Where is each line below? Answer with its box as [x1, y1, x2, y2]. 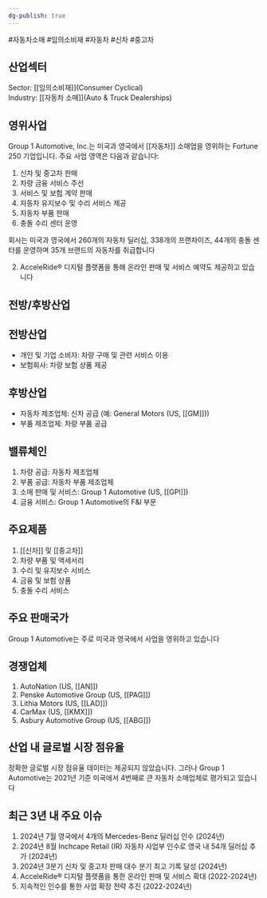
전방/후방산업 [8, 297, 71, 312]
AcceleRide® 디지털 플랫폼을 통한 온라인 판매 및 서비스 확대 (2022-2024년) [19, 872, 257, 881]
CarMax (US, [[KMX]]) [19, 707, 93, 716]
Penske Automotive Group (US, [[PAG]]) [19, 689, 151, 700]
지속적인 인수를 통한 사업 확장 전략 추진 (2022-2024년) [19, 881, 193, 892]
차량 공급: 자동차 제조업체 [19, 467, 100, 477]
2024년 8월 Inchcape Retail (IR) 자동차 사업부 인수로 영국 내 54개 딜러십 [19, 841, 248, 852]
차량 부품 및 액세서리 [19, 555, 84, 565]
